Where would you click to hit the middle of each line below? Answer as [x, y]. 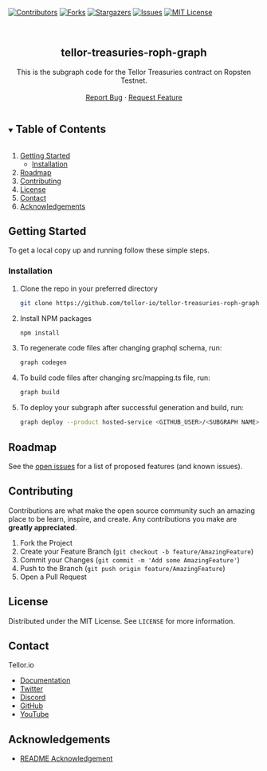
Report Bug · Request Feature [134, 97]
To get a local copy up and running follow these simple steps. [109, 250]
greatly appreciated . [43, 527]
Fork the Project [46, 542]
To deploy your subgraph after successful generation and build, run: [132, 408]
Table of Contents [61, 129]
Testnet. [134, 80]
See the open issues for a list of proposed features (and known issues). [126, 466]
